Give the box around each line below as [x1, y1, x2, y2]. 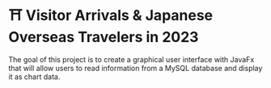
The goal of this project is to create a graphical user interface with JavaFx [8, 54, 255, 64]
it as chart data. [8, 72, 61, 82]
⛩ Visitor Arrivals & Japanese [8, 6, 214, 25]
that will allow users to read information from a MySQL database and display [8, 63, 263, 73]
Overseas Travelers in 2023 [8, 28, 199, 47]
